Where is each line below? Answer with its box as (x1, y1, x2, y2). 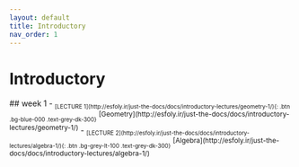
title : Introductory (9, 22, 87, 31)
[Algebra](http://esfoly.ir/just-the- (172, 136, 280, 145)
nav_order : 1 (9, 30, 58, 39)
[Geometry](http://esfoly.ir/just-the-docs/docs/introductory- (98, 110, 290, 119)
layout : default (9, 13, 70, 22)
